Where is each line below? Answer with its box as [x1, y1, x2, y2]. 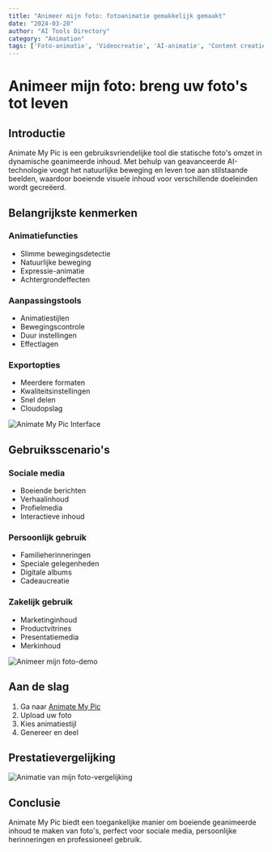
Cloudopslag [19, 403, 63, 414]
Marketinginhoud [19, 614, 78, 625]
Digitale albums [19, 567, 73, 577]
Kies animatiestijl [19, 719, 77, 729]
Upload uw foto [19, 710, 72, 720]
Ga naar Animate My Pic [19, 701, 101, 711]
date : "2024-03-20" [8, 19, 74, 28]
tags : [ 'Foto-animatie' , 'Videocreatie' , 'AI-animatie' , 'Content [8, 42, 237, 50]
